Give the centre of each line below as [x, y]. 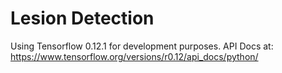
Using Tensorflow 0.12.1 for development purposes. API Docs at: [142, 46]
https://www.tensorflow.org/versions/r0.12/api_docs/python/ [134, 56]
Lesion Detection [82, 18]
